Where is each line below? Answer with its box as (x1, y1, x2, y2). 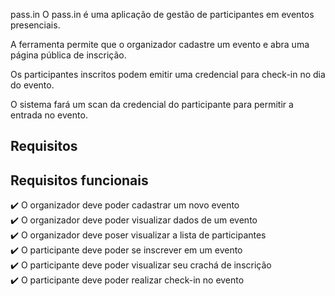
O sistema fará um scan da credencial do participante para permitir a (10, 99, 294, 110)
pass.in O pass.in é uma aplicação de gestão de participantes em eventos (10, 9, 315, 20)
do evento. (10, 79, 55, 91)
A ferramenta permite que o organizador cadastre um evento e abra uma (10, 39, 310, 50)
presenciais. (10, 19, 61, 31)
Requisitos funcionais (10, 172, 149, 189)
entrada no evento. (10, 109, 88, 121)
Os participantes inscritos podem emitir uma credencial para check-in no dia (10, 69, 326, 80)
